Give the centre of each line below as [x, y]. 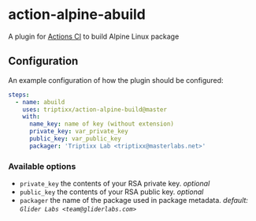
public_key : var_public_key [75, 139]
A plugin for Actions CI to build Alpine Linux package [94, 36]
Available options [42, 166]
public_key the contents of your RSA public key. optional [111, 192]
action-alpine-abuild [77, 15]
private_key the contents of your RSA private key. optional [115, 184]
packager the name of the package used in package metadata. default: [134, 200]
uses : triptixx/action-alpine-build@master [95, 109]
